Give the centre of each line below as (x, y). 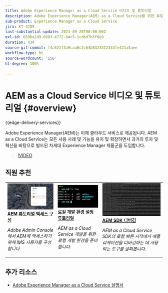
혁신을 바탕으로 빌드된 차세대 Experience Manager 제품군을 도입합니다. (75, 145)
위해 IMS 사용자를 (25, 242)
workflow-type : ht (24, 53)
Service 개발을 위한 (77, 234)
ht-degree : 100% (22, 63)
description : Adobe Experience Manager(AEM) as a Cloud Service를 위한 (80, 16)
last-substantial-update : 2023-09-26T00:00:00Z (56, 32)
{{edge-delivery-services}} (33, 122)
